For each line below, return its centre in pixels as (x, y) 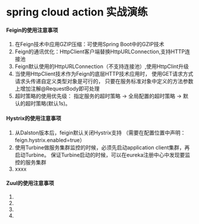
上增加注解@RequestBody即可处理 (57, 89)
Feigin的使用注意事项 (32, 30)
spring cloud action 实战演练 (77, 12)
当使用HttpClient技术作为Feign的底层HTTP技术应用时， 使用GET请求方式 (104, 74)
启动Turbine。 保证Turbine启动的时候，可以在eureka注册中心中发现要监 (102, 155)
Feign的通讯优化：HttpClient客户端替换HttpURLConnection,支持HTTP (100, 52)
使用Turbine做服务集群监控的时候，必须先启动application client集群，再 (102, 147)
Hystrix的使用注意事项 (34, 118)
